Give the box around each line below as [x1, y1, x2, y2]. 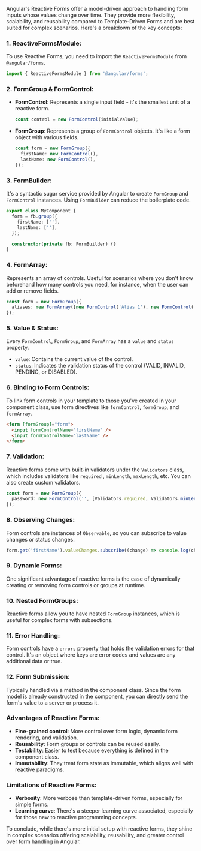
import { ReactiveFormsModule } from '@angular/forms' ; [6, 71, 148, 77]
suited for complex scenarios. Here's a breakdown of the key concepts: [6, 24, 182, 31]
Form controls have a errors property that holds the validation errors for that [6, 645, 195, 652]
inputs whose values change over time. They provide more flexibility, [6, 11, 176, 19]
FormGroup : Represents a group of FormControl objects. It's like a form [14, 127, 190, 134]
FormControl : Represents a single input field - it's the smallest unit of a [14, 98, 190, 106]
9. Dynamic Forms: [6, 561, 62, 570]
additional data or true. [6, 658, 63, 665]
